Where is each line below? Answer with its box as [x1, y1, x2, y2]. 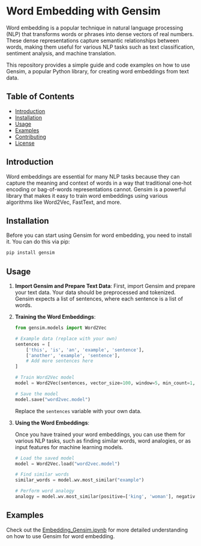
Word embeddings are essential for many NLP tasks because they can [6, 173, 180, 180]
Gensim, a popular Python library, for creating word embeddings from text [6, 67, 189, 75]
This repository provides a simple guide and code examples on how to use [6, 61, 190, 69]
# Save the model [14, 391, 59, 397]
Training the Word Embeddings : [14, 313, 96, 321]
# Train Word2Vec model [14, 375, 75, 381]
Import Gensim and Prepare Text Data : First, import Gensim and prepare [14, 283, 196, 290]
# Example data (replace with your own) [14, 336, 118, 342]
